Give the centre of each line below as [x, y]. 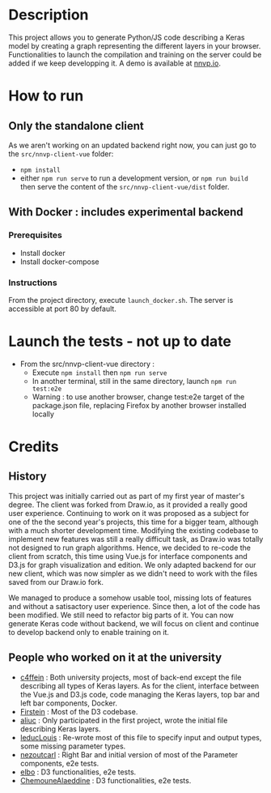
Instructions [33, 283]
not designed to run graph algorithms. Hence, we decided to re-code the [129, 548]
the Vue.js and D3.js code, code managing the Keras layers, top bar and [140, 694]
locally [43, 414]
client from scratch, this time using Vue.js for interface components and [128, 556]
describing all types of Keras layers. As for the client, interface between [140, 685]
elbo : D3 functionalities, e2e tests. [78, 772]
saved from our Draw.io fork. [56, 582]
